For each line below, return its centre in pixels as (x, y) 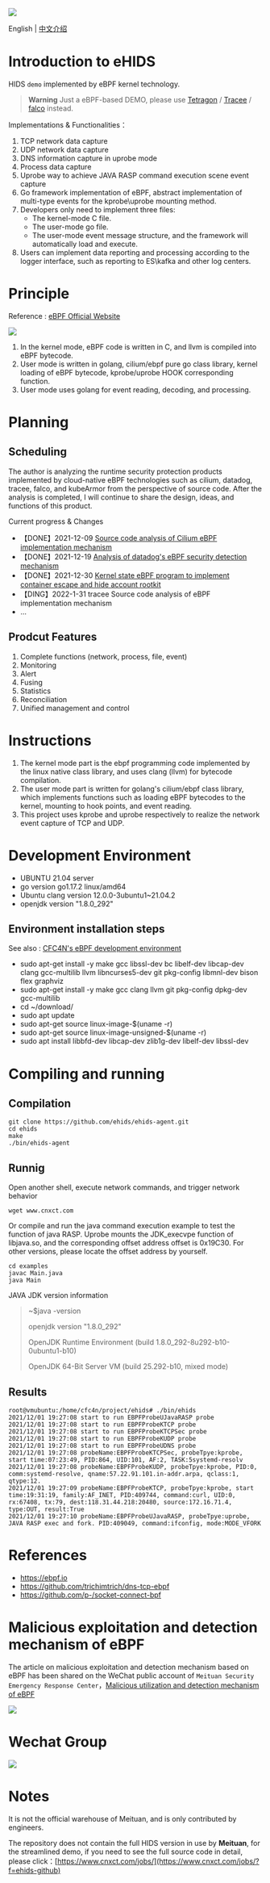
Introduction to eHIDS (82, 62)
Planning (39, 423)
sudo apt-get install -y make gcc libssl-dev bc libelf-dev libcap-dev (132, 964)
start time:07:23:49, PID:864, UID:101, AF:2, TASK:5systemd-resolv (126, 1460)
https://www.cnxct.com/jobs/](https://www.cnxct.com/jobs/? (158, 1861)
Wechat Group (58, 1742)
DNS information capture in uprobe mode (88, 158)
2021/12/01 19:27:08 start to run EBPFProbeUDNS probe (102, 1446)
